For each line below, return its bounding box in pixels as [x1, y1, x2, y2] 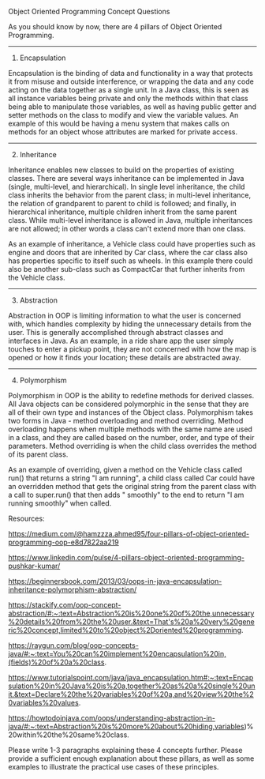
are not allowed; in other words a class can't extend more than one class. [8, 224, 246, 233]
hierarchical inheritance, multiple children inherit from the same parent [8, 207, 237, 216]
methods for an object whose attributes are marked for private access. [8, 127, 238, 137]
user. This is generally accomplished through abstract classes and [8, 328, 223, 337]
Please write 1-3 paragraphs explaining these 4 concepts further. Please [8, 746, 243, 755]
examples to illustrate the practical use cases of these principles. [8, 762, 219, 771]
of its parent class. [8, 450, 69, 459]
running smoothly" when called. [8, 499, 112, 508]
